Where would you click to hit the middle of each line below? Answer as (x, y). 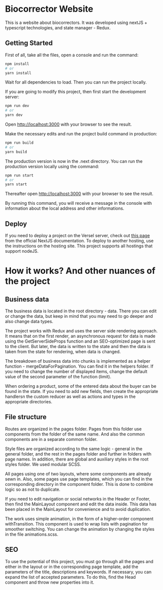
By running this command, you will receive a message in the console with (79, 203)
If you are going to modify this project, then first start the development (76, 92)
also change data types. (29, 322)
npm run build (19, 143)
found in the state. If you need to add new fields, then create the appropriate (82, 392)
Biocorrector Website (49, 9)
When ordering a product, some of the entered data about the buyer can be (81, 386)
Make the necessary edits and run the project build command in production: (81, 134)
